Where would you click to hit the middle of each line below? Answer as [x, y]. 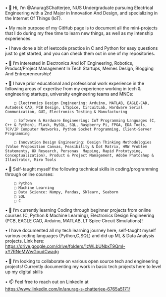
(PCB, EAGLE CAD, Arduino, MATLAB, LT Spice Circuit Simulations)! [74, 221]
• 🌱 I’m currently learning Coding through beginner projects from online [78, 210]
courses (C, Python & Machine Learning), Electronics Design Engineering [80, 215]
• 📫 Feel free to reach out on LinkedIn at [47, 282]
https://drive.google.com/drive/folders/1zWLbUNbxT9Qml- [65, 246]
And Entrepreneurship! [28, 74]
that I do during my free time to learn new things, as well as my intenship [79, 33]
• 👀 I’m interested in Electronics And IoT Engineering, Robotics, [69, 63]
